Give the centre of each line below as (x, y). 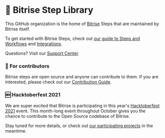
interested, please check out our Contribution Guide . (58, 82)
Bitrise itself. (18, 29)
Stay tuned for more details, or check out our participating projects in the (79, 126)
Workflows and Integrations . (34, 43)
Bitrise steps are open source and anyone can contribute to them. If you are (82, 77)
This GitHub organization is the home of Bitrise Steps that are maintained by (82, 24)
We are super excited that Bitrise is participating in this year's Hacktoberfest (82, 105)
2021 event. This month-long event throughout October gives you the (75, 111)
